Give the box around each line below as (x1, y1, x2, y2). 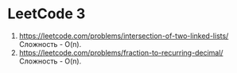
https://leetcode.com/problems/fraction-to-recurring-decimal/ (18, 48, 223, 57)
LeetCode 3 (7, 5, 86, 23)
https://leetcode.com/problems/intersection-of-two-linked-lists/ (18, 31, 229, 40)
